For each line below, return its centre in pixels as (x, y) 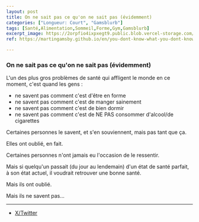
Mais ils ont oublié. (29, 185)
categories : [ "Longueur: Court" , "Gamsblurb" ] (65, 22)
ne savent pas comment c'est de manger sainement (78, 102)
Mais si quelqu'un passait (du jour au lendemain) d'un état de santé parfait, (98, 167)
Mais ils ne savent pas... (36, 196)
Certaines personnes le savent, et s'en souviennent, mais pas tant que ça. (96, 132)
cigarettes (27, 121)
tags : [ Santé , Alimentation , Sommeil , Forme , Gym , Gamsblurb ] (78, 28)
